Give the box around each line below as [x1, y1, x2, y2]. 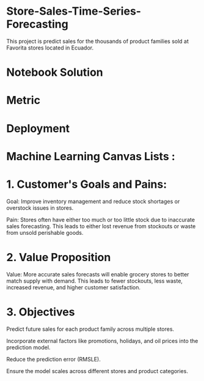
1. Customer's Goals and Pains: [6, 177, 167, 191]
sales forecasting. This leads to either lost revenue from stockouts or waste [6, 222, 196, 230]
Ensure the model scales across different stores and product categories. [6, 367, 188, 374]
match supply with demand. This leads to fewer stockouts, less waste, [6, 277, 183, 284]
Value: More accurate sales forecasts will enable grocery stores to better [6, 270, 189, 278]
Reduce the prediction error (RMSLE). [6, 355, 101, 363]
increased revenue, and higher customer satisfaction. [6, 283, 141, 291]
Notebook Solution [6, 65, 104, 80]
